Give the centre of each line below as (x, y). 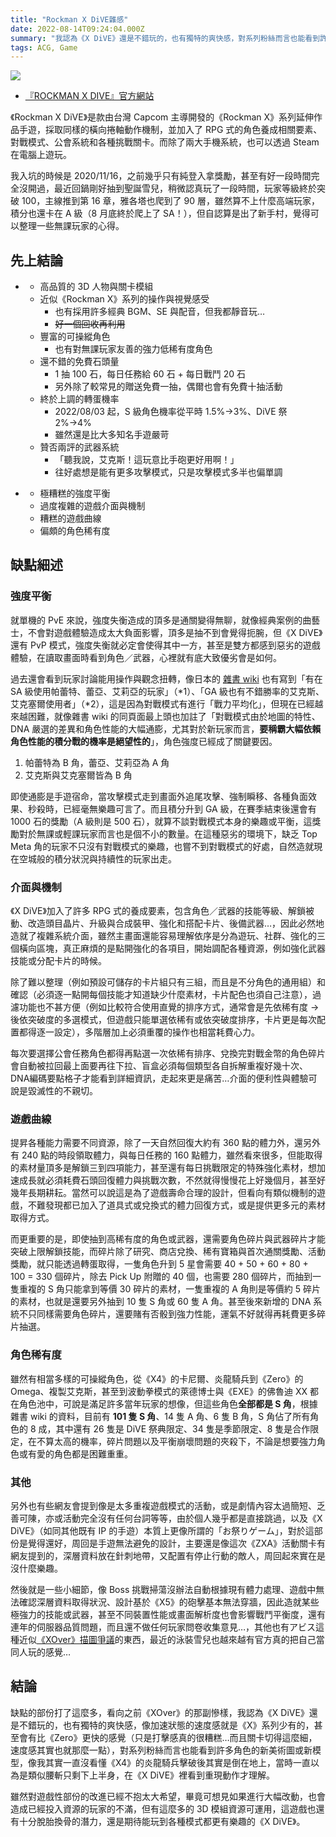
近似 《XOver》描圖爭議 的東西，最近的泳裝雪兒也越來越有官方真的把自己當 (171, 1639)
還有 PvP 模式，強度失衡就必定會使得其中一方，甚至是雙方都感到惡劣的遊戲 (165, 645)
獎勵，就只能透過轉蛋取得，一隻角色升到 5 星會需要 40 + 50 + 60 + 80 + (159, 1264)
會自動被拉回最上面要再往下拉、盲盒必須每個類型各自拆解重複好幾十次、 (159, 1066)
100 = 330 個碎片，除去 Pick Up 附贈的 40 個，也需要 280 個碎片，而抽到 (161, 1277)
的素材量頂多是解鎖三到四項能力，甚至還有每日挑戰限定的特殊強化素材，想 (163, 1168)
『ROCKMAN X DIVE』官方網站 (89, 96)
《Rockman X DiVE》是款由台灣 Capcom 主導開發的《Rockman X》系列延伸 (162, 117)
